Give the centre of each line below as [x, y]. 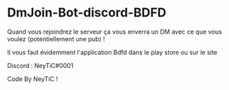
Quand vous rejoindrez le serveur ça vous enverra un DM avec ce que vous [115, 32]
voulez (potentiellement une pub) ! [56, 38]
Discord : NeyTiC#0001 [40, 65]
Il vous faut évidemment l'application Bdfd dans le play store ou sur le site [112, 52]
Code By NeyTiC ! [33, 79]
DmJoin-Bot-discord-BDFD [87, 13]
